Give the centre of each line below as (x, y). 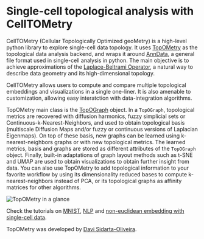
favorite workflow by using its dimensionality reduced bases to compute (97, 174)
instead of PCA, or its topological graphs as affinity (118, 181)
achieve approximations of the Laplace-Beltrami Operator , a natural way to (100, 67)
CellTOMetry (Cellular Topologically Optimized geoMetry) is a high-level (97, 41)
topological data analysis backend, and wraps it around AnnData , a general (100, 54)
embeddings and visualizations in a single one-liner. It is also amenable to (99, 91)
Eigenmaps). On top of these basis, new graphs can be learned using (93, 136)
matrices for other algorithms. (44, 187)
